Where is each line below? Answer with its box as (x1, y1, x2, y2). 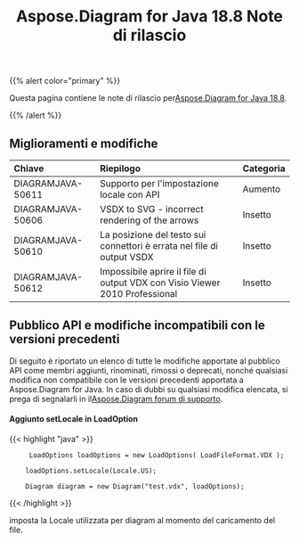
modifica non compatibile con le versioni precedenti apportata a (9, 374, 245, 385)
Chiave (13, 162, 44, 175)
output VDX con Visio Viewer (99, 276, 221, 289)
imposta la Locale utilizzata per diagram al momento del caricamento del (9, 515, 276, 526)
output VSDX (99, 251, 154, 263)
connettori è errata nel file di (99, 240, 218, 251)
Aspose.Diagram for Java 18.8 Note (16, 6, 283, 27)
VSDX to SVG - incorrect (99, 203, 204, 215)
